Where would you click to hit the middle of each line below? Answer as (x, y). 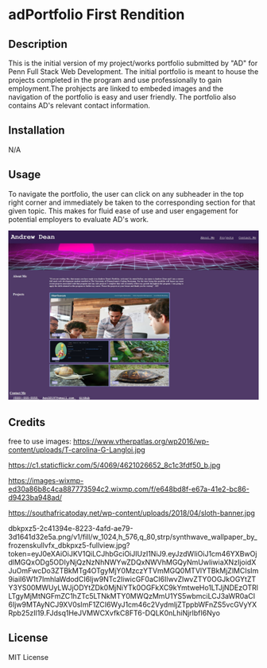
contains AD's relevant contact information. (79, 105)
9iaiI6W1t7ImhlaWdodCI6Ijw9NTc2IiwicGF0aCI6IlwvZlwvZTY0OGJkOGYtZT (132, 580)
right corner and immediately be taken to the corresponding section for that (132, 202)
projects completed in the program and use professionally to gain (115, 80)
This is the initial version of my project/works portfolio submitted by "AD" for (133, 63)
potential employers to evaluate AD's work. (79, 219)
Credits (27, 422)
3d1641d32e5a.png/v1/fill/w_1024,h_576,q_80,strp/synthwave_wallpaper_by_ (133, 537)
